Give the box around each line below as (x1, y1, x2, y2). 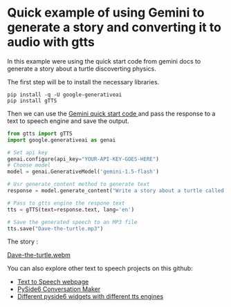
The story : (7, 237, 38, 246)
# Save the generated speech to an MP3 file (7, 218, 138, 225)
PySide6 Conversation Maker (17, 285, 101, 293)
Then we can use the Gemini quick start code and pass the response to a (7, 109, 216, 118)
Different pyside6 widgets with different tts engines (17, 292, 164, 301)
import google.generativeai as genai (7, 136, 116, 143)
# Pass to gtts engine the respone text (7, 199, 126, 207)
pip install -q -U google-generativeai (7, 91, 122, 98)
